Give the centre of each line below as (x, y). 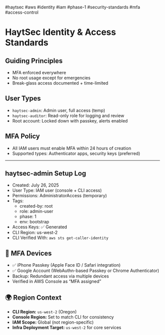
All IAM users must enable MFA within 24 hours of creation (72, 148)
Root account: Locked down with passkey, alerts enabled (70, 121)
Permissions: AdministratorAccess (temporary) (59, 196)
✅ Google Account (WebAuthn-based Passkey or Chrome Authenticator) (86, 271)
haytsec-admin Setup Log (46, 173)
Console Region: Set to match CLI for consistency (63, 317)
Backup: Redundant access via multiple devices (60, 276)
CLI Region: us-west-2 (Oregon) (44, 312)
